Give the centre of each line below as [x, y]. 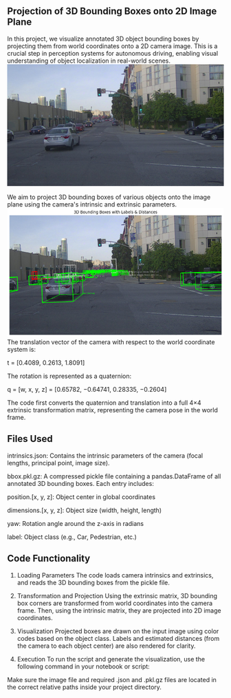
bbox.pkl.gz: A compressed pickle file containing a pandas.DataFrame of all [114, 476]
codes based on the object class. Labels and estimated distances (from [118, 638]
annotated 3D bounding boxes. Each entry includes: [81, 483]
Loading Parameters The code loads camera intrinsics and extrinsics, [115, 575]
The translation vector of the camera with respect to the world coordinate [111, 342]
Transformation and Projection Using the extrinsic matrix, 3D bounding [117, 595]
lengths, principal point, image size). [58, 463]
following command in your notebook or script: [83, 666]
